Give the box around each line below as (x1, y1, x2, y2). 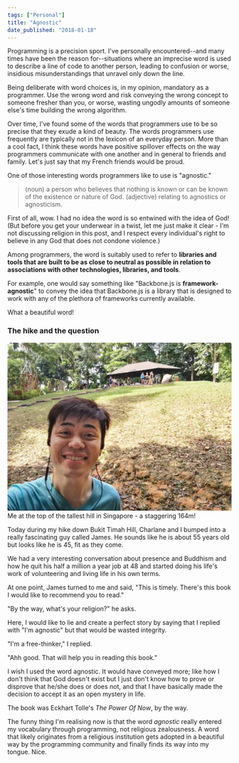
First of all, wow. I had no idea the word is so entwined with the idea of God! (7, 214, 230, 223)
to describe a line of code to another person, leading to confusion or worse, (7, 62, 230, 70)
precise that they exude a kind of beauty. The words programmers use (7, 127, 214, 136)
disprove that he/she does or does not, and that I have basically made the (7, 682, 223, 690)
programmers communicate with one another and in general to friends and (7, 150, 226, 159)
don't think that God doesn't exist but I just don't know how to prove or (7, 674, 215, 683)
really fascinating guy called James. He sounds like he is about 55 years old (7, 533, 230, 541)
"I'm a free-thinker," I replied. (7, 639, 92, 648)
